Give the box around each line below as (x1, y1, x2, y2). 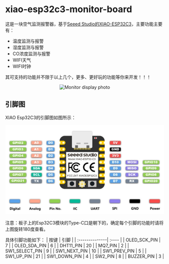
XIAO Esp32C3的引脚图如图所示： (5, 114, 76, 120)
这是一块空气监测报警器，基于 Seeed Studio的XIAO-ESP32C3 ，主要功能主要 (5, 21, 163, 27)
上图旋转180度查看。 (5, 226, 48, 232)
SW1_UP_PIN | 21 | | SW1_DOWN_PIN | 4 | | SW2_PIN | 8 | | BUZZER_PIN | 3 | (5, 253, 164, 259)
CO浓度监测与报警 (12, 51, 50, 57)
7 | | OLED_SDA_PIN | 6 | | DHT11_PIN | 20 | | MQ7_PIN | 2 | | (5, 243, 130, 249)
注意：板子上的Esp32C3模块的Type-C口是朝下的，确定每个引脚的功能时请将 (5, 220, 164, 226)
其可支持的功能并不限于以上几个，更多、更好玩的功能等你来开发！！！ (5, 74, 151, 80)
